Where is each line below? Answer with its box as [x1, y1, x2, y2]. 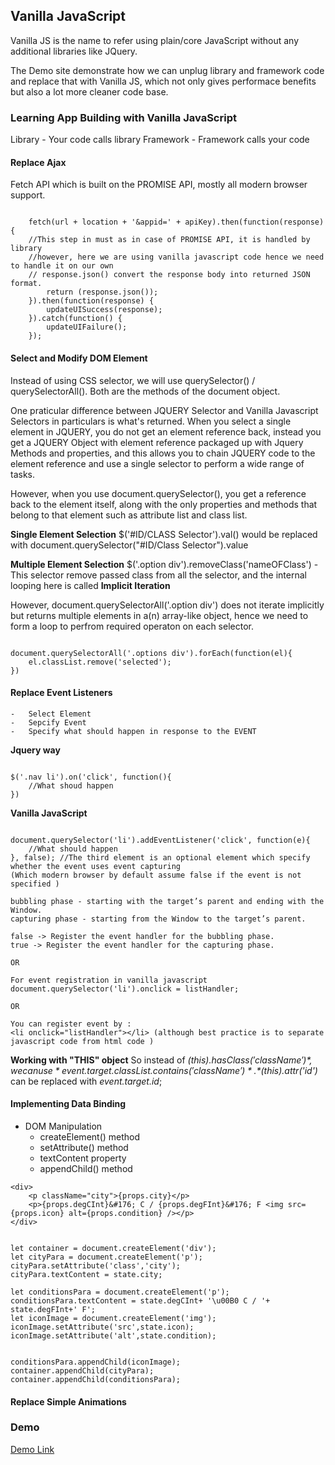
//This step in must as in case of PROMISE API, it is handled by [28, 235, 311, 245]
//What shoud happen [28, 780, 114, 791]
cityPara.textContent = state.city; [10, 1269, 163, 1279]
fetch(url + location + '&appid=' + [28, 217, 182, 228]
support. [10, 189, 46, 201]
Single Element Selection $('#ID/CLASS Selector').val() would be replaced [10, 528, 318, 540]
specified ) [10, 879, 60, 889]
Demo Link [10, 1443, 55, 1455]
